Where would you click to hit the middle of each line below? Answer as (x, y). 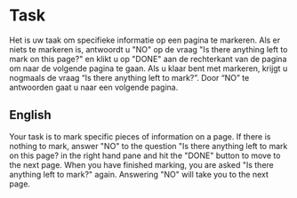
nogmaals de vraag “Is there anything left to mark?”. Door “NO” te (129, 77)
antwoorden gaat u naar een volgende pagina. (94, 87)
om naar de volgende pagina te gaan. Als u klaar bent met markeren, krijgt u (148, 68)
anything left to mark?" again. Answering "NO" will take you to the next (139, 174)
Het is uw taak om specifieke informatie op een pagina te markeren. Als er (145, 40)
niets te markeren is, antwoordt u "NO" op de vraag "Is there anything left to (148, 49)
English (30, 115)
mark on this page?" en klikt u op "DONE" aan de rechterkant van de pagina (148, 59)
